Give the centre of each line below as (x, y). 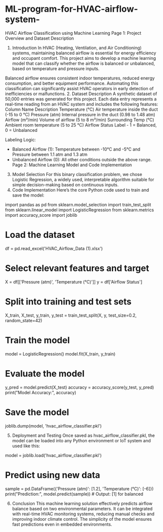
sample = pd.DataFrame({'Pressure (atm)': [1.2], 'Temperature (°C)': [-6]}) (79, 488)
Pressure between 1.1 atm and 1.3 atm (50, 154)
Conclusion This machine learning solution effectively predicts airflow (82, 503)
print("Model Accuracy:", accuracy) (41, 392)
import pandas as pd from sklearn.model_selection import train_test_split (78, 204)
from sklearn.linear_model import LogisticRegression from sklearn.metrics (80, 210)
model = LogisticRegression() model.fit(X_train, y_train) (60, 354)
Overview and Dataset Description (40, 38)
